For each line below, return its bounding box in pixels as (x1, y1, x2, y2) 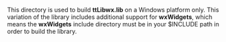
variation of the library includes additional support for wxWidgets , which (7, 13, 212, 21)
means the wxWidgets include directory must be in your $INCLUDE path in (7, 20, 219, 28)
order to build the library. (7, 27, 77, 35)
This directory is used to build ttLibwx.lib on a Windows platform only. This (7, 6, 219, 14)
